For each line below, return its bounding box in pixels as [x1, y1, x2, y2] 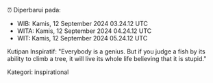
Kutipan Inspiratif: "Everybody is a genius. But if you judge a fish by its [7, 47, 205, 56]
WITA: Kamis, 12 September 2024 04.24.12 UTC [16, 27, 152, 35]
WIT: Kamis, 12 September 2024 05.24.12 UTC [16, 34, 148, 42]
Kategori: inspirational [7, 68, 69, 76]
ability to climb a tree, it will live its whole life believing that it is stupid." [7, 55, 207, 62]
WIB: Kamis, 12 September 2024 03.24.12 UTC [16, 20, 149, 27]
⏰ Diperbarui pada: [7, 6, 62, 14]
